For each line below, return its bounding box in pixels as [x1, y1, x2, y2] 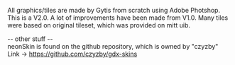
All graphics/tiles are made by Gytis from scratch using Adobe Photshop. [7, 6, 221, 14]
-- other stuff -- [7, 35, 53, 43]
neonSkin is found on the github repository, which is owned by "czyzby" [7, 42, 219, 50]
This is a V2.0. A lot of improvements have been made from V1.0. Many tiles [7, 13, 229, 22]
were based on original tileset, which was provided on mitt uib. [7, 21, 190, 29]
